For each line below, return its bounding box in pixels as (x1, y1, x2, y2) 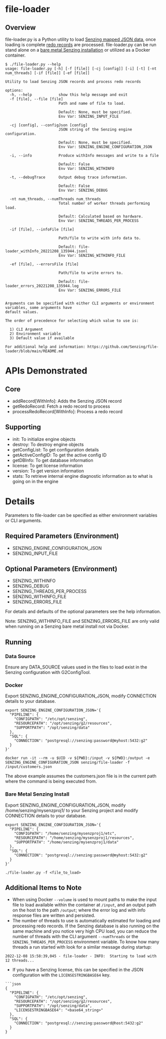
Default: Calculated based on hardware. (58, 214, 143, 219)
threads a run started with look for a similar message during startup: (12, 944, 152, 950)
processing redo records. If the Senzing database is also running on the (12, 923, 160, 929)
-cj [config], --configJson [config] (9, 123, 88, 128)
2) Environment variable (9, 331, 61, 336)
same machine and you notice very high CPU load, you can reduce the (12, 928, 158, 934)
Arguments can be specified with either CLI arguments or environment (5, 301, 155, 306)
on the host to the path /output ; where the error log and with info (12, 907, 146, 913)
